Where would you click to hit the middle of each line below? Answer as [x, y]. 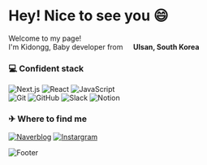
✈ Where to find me [48, 119]
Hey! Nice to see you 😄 [88, 16]
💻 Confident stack [46, 68]
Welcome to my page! [45, 38]
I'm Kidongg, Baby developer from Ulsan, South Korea [104, 46]
